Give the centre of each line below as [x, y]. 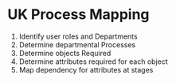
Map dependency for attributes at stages [86, 69]
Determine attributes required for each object [93, 61]
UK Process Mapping [78, 15]
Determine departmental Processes [77, 44]
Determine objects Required [65, 53]
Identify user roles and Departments [78, 36]
